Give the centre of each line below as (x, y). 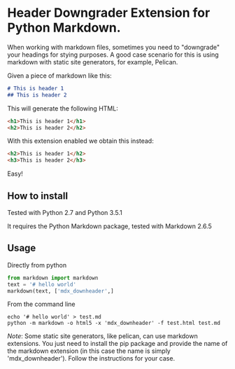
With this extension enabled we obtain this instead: (80, 141)
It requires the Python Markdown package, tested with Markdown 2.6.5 (109, 226)
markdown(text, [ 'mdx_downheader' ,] (60, 291)
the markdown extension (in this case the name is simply (89, 351)
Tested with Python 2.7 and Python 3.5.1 (65, 213)
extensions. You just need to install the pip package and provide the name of (117, 344)
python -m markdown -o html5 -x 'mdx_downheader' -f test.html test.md (114, 323)
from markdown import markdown (53, 278)
